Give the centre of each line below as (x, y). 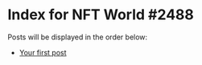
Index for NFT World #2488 (101, 15)
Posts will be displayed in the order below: (78, 37)
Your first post (43, 52)
